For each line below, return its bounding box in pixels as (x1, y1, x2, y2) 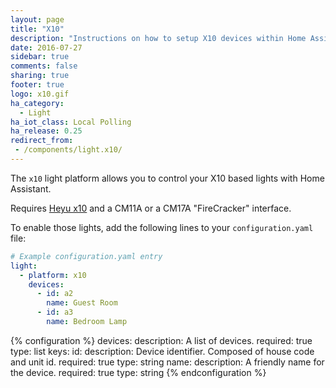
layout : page (10, 14, 65, 25)
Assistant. (10, 182, 52, 195)
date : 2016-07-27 (10, 42, 83, 53)
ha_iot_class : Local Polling (10, 117, 132, 127)
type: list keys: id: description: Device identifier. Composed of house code (10, 345, 315, 357)
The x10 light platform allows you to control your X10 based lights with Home (10, 172, 325, 184)
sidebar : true (10, 52, 70, 62)
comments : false (10, 61, 78, 71)
